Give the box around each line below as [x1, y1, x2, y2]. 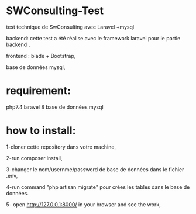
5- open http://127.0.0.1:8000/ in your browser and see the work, [6, 201, 161, 208]
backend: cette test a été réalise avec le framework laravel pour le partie [6, 34, 181, 42]
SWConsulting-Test [6, 4, 104, 18]
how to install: [6, 124, 76, 137]
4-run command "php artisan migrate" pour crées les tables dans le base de [6, 183, 190, 191]
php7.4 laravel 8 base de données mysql [6, 103, 104, 111]
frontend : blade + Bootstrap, [6, 52, 76, 59]
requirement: [6, 84, 71, 98]
